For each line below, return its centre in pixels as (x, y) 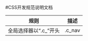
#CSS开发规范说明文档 (29, 7)
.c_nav (72, 30)
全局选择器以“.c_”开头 (34, 30)
